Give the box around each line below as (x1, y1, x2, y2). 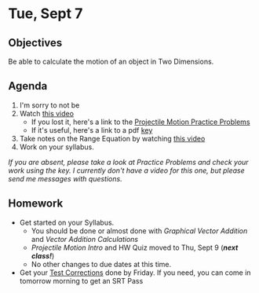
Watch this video (19, 108, 75, 118)
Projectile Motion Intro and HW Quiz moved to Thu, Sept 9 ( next (31, 243, 239, 252)
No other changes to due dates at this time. (31, 259, 172, 269)
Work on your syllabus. (19, 142, 94, 152)
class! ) (31, 251, 55, 260)
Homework (8, 197, 64, 211)
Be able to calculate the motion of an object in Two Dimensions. (8, 57, 214, 66)
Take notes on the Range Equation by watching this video (19, 134, 206, 143)
